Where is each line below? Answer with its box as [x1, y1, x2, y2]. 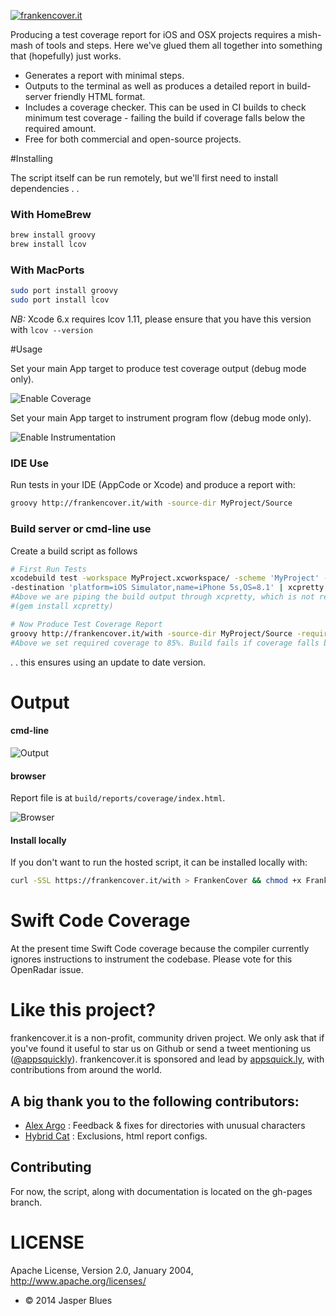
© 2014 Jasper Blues [24, 1294, 113, 1306]
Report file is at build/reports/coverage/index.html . [10, 792, 226, 804]
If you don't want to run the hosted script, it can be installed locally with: [10, 856, 308, 869]
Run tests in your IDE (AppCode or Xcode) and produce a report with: [10, 479, 296, 491]
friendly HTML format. [53, 91, 146, 102]
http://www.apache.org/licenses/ [10, 1275, 147, 1287]
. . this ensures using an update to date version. [10, 656, 207, 668]
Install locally [10, 834, 67, 846]
